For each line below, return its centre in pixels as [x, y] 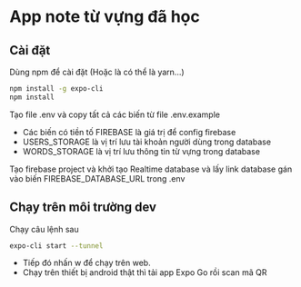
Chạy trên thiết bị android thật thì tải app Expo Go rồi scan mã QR [145, 272]
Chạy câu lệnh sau [44, 229]
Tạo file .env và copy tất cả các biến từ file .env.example [115, 114]
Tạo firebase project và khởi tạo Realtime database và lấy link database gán [151, 169]
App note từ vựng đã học [105, 17]
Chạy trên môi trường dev [83, 208]
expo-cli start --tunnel [56, 246]
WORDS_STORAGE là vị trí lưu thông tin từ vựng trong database [141, 151]
